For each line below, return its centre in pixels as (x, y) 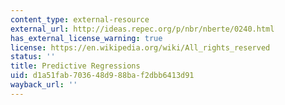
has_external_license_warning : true (86, 38)
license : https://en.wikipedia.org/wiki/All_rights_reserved (140, 47)
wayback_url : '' (44, 85)
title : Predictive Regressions (75, 66)
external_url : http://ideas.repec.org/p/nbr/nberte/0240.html (142, 29)
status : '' (33, 57)
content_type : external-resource (80, 19)
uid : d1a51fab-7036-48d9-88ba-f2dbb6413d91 (102, 76)
